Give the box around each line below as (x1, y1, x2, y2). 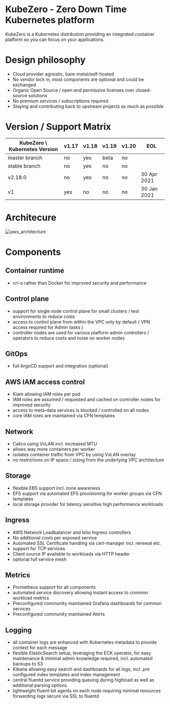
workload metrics (12, 595, 50, 601)
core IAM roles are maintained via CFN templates (12, 413, 115, 419)
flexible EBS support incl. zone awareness (12, 485, 100, 491)
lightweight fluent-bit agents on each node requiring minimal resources (12, 688, 161, 694)
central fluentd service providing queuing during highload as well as (12, 677, 154, 683)
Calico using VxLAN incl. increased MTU (12, 441, 98, 447)
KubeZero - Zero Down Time (5, 4, 127, 15)
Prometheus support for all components (12, 584, 96, 591)
